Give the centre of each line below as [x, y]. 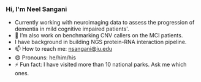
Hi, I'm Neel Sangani [36, 9]
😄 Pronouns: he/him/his [45, 58]
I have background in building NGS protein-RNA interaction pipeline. [100, 42]
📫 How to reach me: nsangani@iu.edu [63, 49]
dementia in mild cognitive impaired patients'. [72, 29]
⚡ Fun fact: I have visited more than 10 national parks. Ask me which [100, 65]
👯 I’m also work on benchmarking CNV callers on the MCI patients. [99, 35]
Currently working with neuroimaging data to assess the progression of [104, 23]
